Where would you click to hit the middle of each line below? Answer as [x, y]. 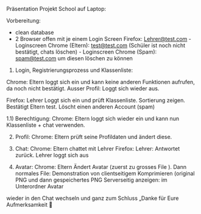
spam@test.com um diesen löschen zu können [74, 58]
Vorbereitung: [23, 20]
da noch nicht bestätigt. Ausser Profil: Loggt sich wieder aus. [83, 88]
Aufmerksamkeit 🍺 [30, 205]
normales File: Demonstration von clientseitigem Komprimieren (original [105, 173]
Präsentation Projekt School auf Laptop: [56, 9]
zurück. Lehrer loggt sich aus [52, 155]
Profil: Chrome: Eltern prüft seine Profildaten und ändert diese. [93, 137]
